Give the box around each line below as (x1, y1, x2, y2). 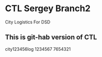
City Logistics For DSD (5, 19, 50, 25)
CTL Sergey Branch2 (5, 3, 91, 14)
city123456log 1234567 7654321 (5, 46, 71, 52)
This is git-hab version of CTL (5, 33, 97, 41)
